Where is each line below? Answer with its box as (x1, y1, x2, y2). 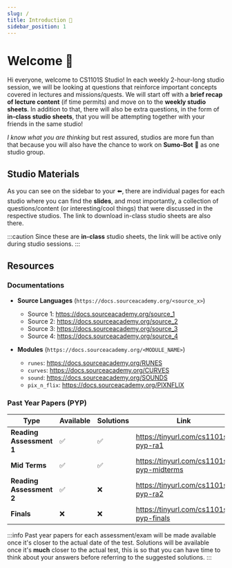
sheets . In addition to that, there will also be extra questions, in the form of (7, 105, 220, 114)
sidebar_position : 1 (7, 23, 67, 30)
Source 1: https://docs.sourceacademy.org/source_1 (27, 310, 175, 318)
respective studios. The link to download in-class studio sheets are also (7, 212, 211, 220)
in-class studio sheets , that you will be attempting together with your (7, 112, 205, 121)
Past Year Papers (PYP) (7, 398, 88, 407)
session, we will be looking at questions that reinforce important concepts (7, 83, 217, 91)
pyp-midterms (135, 465, 184, 474)
